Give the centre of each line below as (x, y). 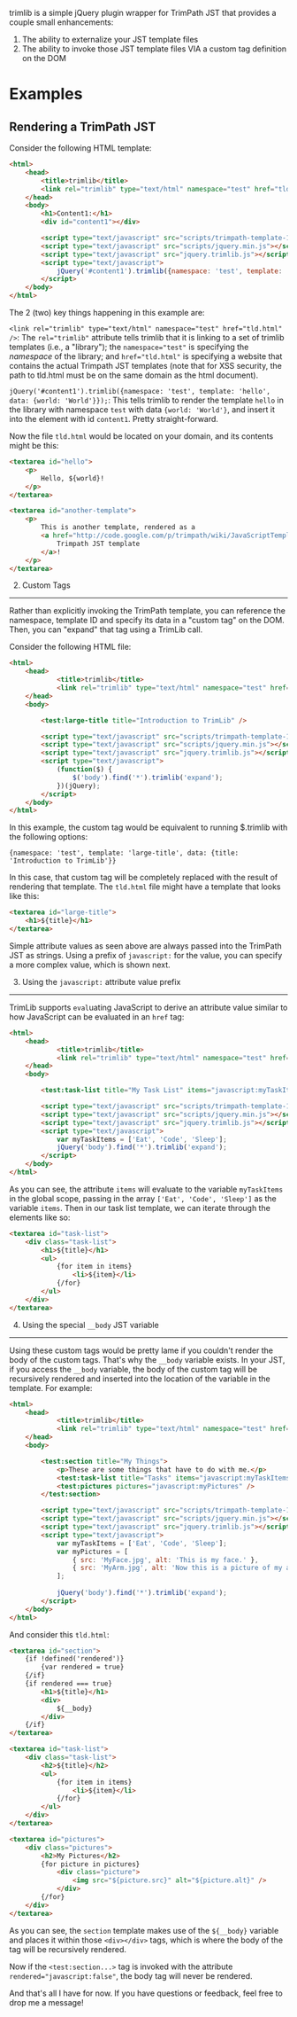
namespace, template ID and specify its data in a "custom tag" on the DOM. (147, 621)
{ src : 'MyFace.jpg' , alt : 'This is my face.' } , (165, 1560)
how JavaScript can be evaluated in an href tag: (97, 1016)
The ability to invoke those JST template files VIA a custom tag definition (154, 49)
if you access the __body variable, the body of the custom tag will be (133, 1369)
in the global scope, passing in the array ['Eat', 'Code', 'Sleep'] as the (143, 1198)
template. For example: (51, 1388)
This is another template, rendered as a (118, 528)
